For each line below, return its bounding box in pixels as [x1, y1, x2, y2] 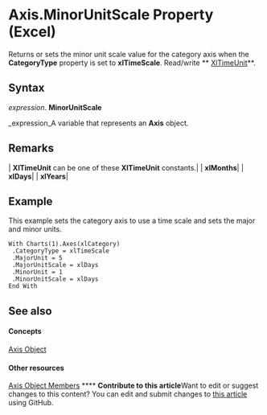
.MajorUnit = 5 [11, 254, 63, 262]
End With [8, 282, 38, 290]
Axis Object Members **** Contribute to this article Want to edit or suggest [8, 380, 259, 391]
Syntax [8, 81, 45, 95]
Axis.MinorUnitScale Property [8, 6, 214, 24]
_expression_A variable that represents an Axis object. [8, 118, 189, 128]
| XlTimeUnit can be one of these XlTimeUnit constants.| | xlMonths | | [8, 162, 244, 172]
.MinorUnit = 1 [11, 268, 63, 277]
